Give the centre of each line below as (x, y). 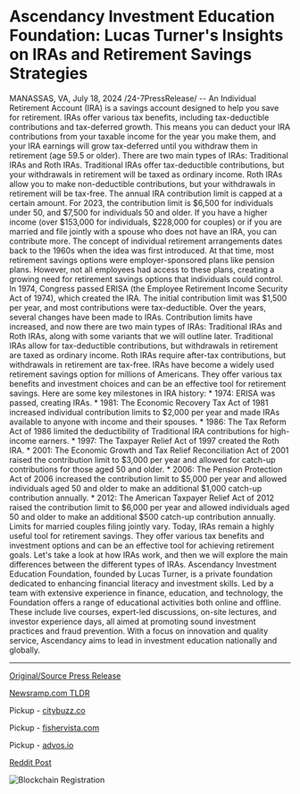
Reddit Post (30, 762)
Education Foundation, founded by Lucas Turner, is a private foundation (141, 574)
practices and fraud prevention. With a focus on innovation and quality (139, 631)
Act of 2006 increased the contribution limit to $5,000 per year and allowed (148, 478)
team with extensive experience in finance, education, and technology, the (146, 593)
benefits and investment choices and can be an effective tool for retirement (148, 383)
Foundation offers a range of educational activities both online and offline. (145, 602)
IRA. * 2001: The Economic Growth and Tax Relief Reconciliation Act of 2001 (149, 450)
